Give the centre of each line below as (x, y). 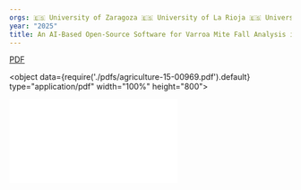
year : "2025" (34, 26)
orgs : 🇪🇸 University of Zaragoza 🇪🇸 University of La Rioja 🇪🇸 (135, 17)
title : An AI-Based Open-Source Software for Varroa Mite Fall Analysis (148, 34)
